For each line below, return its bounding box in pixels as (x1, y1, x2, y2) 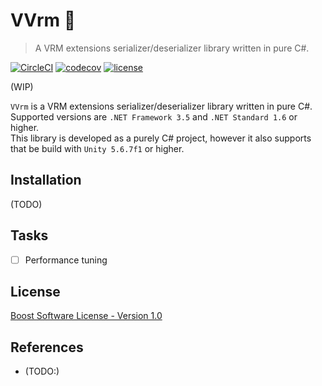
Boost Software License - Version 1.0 (10, 310, 163, 322)
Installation (10, 172, 82, 189)
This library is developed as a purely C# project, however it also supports (10, 132, 312, 144)
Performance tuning (24, 254, 108, 266)
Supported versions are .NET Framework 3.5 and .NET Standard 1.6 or (10, 110, 298, 123)
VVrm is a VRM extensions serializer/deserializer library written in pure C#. (10, 100, 313, 112)
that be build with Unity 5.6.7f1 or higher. (10, 142, 185, 154)
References (10, 339, 84, 356)
